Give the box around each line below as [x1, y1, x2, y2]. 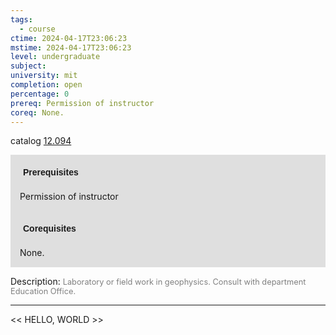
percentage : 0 [10, 89, 70, 99]
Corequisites [23, 223, 77, 235]
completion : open [10, 80, 83, 90]
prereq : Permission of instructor [10, 98, 155, 108]
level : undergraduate [10, 52, 101, 62]
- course [19, 24, 56, 34]
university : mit [10, 71, 78, 81]
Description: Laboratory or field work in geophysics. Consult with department [10, 276, 307, 288]
